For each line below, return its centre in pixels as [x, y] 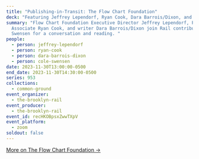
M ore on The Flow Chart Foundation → [53, 150]
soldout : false [25, 133]
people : [16, 39]
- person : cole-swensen [41, 61]
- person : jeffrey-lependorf [47, 45]
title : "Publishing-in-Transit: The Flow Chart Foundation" [82, 12]
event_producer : [26, 105]
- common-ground [31, 89]
